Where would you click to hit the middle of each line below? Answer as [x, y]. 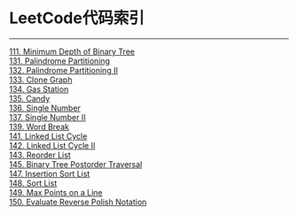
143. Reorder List [40, 155]
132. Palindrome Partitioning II [63, 70]
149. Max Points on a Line [56, 192]
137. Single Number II [47, 117]
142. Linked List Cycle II [52, 145]
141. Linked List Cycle [48, 136]
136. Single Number [45, 108]
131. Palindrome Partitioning [60, 61]
